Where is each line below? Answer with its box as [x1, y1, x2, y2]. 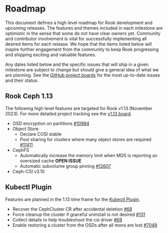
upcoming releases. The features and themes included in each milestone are [5, 25, 163, 31]
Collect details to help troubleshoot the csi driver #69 [12, 216, 122, 222]
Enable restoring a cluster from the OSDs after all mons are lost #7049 [12, 222, 157, 228]
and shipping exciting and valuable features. [5, 51, 96, 58]
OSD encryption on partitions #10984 [12, 120, 89, 126]
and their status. [5, 77, 39, 83]
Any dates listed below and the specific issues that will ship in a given [5, 61, 149, 67]
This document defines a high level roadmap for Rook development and [5, 20, 152, 26]
